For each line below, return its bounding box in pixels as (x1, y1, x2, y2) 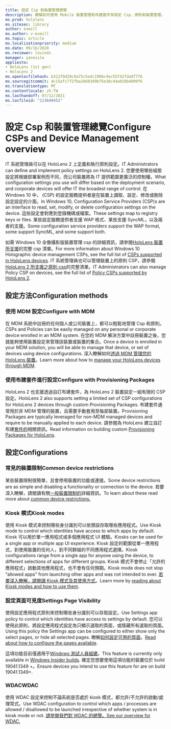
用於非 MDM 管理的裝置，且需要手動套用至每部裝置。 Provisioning (9, 408, 148, 414)
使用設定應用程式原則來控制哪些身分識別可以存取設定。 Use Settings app (5, 609, 158, 616)
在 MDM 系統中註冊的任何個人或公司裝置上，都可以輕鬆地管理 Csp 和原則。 (5, 320, 164, 326)
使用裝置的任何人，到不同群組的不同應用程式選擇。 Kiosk (18, 546, 138, 553)
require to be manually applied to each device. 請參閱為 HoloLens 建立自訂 (5, 420, 162, 426)
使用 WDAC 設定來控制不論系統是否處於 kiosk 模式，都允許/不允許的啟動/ (5, 694, 159, 700)
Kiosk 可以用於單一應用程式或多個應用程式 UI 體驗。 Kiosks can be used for (5, 534, 163, 540)
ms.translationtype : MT (5, 83, 56, 88)
